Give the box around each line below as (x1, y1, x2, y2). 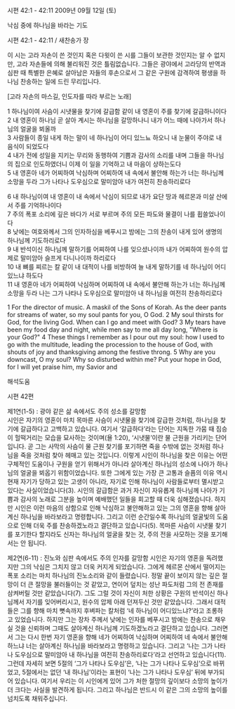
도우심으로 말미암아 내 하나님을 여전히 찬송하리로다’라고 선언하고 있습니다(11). (14, 651, 227, 658)
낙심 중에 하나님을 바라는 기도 (7, 21, 88, 30)
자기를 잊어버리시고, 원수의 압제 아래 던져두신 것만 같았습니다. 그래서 (25, 598, 213, 606)
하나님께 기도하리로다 (7, 236, 66, 245)
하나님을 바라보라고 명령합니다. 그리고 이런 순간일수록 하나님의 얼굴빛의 (20, 512, 215, 521)
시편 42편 (7, 392, 34, 401)
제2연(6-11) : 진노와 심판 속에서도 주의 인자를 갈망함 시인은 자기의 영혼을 (7, 554, 205, 562)
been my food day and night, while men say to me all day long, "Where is (7, 325, 218, 334)
